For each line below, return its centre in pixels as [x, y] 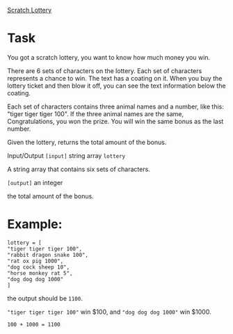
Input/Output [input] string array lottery [66, 155]
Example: [35, 224]
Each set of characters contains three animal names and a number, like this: [116, 106]
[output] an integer [35, 182]
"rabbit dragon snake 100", [48, 255]
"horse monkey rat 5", [40, 273]
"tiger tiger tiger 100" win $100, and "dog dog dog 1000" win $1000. [109, 312]
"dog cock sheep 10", [39, 267]
